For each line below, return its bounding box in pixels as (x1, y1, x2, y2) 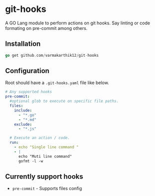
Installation (5, 40, 41, 48)
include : (14, 108, 32, 113)
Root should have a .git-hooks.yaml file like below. (5, 80, 109, 86)
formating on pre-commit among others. (5, 25, 88, 31)
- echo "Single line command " (14, 145, 79, 150)
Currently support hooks (5, 172, 83, 181)
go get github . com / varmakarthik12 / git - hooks (5, 53, 99, 58)
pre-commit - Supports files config (12, 186, 82, 192)
